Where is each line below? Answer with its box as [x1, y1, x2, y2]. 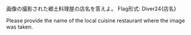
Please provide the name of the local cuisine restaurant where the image [6, 17, 186, 24]
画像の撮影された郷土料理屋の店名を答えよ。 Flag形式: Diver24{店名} [6, 5, 177, 12]
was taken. [6, 23, 33, 30]
